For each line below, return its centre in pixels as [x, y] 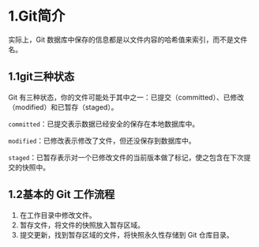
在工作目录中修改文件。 [58, 215]
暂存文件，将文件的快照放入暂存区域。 [82, 225]
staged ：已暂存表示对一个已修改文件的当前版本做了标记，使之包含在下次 [126, 157]
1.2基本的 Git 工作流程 [62, 195]
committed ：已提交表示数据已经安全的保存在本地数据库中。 [104, 124]
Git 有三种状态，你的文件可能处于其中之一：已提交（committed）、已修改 [126, 97]
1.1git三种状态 [41, 77]
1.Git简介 [37, 16]
